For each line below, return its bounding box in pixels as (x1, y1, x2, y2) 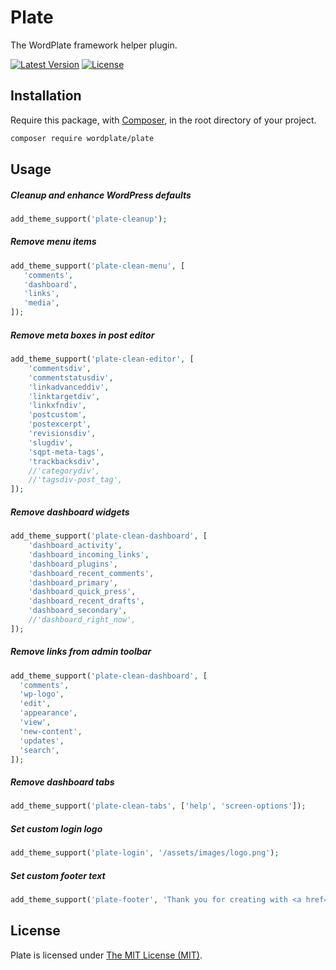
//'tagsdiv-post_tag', (28, 475, 123, 485)
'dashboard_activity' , (28, 541, 123, 551)
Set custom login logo (10, 822, 103, 835)
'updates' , (19, 736, 65, 746)
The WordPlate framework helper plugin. (10, 39, 178, 51)
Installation (10, 87, 82, 105)
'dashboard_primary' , (28, 577, 118, 588)
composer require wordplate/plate (10, 133, 155, 143)
